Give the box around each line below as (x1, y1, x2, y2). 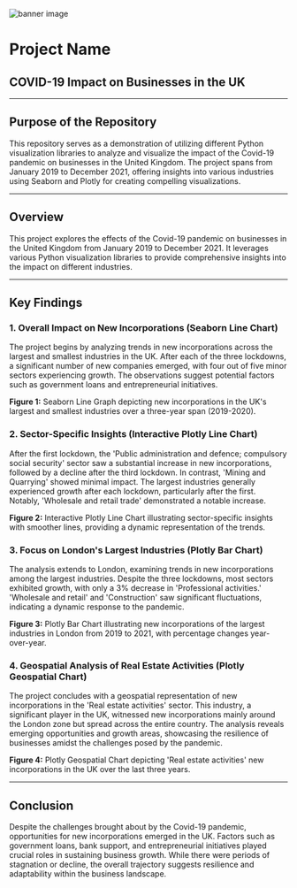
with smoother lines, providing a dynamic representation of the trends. (9, 522, 266, 532)
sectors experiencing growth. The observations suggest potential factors (9, 370, 275, 380)
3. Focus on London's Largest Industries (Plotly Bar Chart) (9, 544, 263, 556)
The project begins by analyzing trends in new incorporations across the (9, 341, 273, 353)
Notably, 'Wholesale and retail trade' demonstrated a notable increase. (9, 495, 267, 506)
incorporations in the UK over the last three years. (9, 764, 191, 775)
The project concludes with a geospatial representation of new (9, 691, 238, 701)
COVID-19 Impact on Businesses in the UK (9, 74, 246, 89)
